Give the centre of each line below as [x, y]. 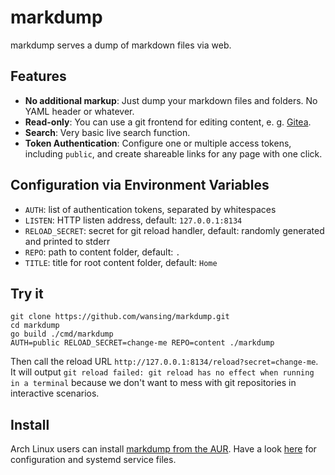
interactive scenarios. [55, 393]
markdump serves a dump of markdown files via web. [121, 45]
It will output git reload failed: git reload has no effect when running [162, 372]
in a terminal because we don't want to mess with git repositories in [153, 383]
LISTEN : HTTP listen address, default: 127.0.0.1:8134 [133, 220]
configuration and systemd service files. [93, 460]
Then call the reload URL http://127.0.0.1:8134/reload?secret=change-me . [164, 362]
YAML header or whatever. [79, 111]
